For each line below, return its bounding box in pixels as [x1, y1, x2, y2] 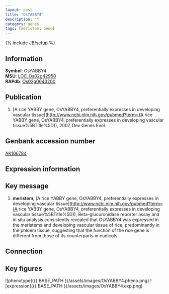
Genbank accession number [5, 137, 96, 146]
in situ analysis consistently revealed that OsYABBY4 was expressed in [12, 217, 159, 223]
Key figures [5, 264, 42, 273]
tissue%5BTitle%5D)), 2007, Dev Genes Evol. [12, 122, 107, 128]
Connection [5, 247, 43, 256]
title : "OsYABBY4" [5, 12, 44, 17]
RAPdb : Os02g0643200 [5, 78, 56, 84]
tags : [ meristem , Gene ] [5, 26, 55, 31]
